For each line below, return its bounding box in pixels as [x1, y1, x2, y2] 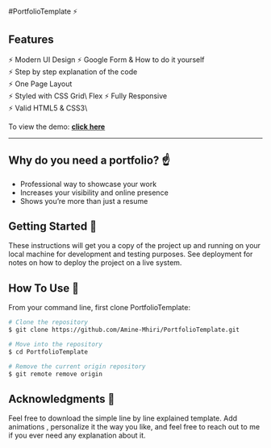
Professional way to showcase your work [19, 179, 157, 189]
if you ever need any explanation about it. [8, 430, 147, 441]
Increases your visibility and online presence [19, 188, 169, 197]
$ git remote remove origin [8, 370, 103, 378]
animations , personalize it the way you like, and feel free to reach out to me [8, 422, 261, 432]
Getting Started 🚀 [8, 220, 98, 234]
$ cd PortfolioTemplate [8, 347, 89, 356]
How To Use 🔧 [8, 281, 79, 295]
